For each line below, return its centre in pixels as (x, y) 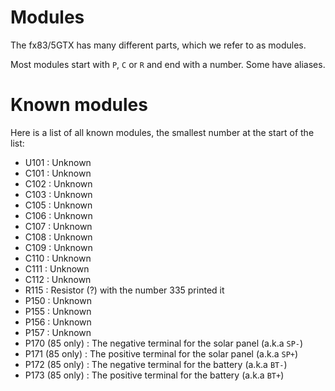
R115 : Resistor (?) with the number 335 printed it (124, 290)
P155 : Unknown (58, 311)
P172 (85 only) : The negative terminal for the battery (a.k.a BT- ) (156, 364)
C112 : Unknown (58, 279)
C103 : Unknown (58, 194)
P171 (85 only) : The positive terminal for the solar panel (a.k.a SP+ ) (161, 353)
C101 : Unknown (58, 173)
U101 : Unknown (58, 162)
